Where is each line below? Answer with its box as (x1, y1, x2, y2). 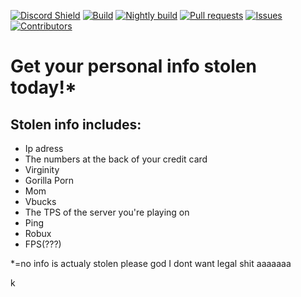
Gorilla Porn (24, 175, 75, 186)
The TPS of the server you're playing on (24, 206, 190, 218)
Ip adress (24, 143, 64, 154)
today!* (10, 76, 77, 99)
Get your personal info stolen (10, 55, 257, 78)
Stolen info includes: (10, 116, 142, 133)
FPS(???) (24, 238, 62, 250)
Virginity (24, 164, 60, 175)
